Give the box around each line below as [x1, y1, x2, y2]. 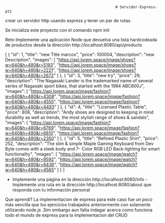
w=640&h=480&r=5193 [5, 62, 53, 68]
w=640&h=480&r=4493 [5, 104, 55, 110]
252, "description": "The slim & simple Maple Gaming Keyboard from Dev [5, 141, 154, 147]
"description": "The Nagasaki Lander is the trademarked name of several [5, 78, 153, 83]
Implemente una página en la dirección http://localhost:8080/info [12, 177, 144, 182]
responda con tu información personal [12, 187, 90, 192]
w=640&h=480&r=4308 [5, 94, 55, 99]
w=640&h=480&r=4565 [5, 167, 54, 173]
